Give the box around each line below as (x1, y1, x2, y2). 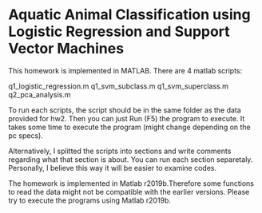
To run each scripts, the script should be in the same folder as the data (8, 105, 241, 115)
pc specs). (8, 130, 44, 140)
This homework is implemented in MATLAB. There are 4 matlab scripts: (8, 65, 243, 75)
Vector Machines (8, 40, 125, 57)
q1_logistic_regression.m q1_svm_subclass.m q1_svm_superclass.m (8, 81, 229, 91)
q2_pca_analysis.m (8, 89, 71, 99)
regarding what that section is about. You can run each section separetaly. (8, 154, 253, 164)
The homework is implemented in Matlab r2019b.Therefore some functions (8, 178, 254, 188)
